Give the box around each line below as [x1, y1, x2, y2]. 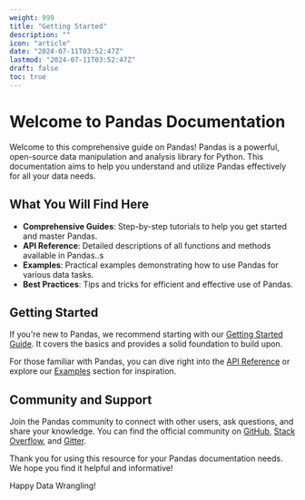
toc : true [9, 73, 47, 82]
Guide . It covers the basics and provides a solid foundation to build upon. [9, 338, 283, 349]
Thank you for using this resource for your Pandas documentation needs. [9, 453, 283, 464]
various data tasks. [22, 269, 94, 279]
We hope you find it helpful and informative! [9, 463, 174, 474]
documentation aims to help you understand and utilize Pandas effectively [9, 161, 287, 172]
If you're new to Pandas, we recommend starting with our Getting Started [9, 328, 283, 340]
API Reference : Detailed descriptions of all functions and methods [22, 240, 271, 250]
